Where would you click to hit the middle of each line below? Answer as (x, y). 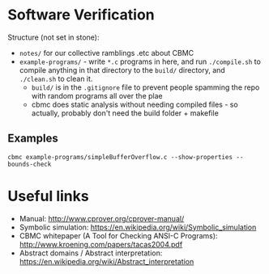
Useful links (49, 196)
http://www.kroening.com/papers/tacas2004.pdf (101, 244)
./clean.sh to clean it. (56, 78)
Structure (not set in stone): (53, 37)
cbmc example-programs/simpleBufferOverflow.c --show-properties (120, 157)
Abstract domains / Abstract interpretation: (91, 253)
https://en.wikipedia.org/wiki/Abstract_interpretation (107, 261)
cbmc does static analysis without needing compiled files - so (134, 104)
